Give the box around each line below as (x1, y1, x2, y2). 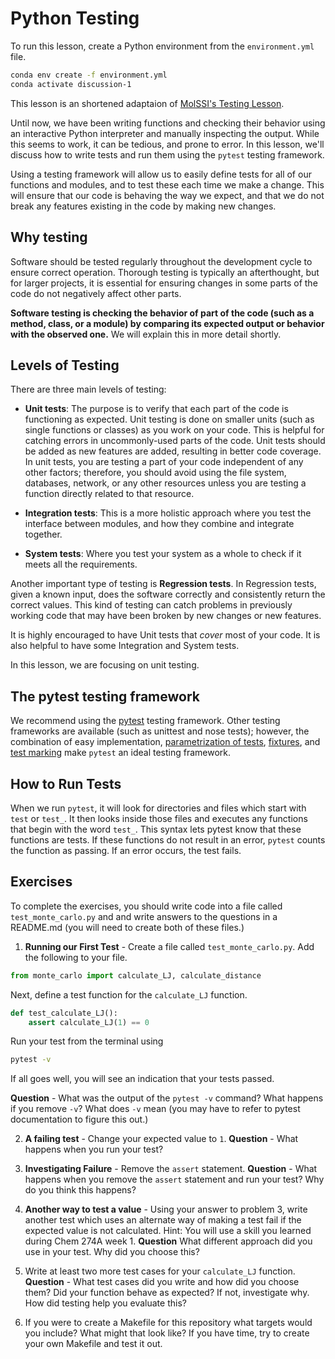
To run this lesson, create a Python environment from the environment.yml (10, 40, 315, 52)
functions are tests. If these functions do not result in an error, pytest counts (10, 833, 326, 846)
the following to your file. (24, 951, 128, 963)
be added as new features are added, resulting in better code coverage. (24, 445, 322, 457)
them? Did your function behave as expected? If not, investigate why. (24, 1287, 310, 1299)
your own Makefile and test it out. (24, 1338, 163, 1350)
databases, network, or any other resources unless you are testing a (24, 477, 307, 489)
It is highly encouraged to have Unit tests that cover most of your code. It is (10, 629, 321, 641)
